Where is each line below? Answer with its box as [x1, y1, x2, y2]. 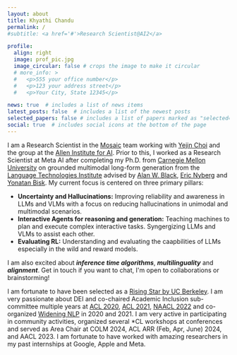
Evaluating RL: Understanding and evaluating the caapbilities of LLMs [17, 237, 221, 245]
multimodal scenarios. [17, 206, 83, 216]
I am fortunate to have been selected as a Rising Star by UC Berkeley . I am [7, 287, 224, 296]
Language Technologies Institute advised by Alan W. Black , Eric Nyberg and [7, 170, 228, 179]
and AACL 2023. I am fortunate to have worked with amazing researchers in [7, 332, 228, 340]
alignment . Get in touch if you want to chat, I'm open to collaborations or [7, 266, 220, 274]
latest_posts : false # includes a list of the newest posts [7, 108, 191, 115]
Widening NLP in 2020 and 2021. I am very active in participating [37, 309, 227, 318]
